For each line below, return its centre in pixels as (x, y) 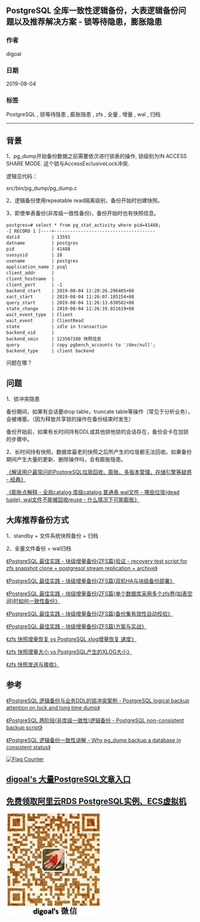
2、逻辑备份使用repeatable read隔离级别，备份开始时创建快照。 (85, 201)
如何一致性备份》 (40, 601)
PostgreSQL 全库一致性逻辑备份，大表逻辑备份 (92, 11)
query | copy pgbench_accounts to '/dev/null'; (81, 345)
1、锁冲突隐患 (23, 399)
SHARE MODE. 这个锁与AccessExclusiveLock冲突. (68, 164)
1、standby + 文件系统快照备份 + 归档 (52, 535)
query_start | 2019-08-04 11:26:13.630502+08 (70, 303)
